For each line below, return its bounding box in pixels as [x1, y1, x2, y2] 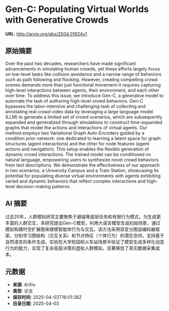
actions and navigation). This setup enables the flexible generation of [5, 146, 149, 152]
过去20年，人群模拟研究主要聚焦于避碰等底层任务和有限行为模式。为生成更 [5, 213, 161, 219]
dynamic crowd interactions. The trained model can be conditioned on [5, 151, 151, 157]
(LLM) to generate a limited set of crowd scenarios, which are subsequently [5, 114, 162, 120]
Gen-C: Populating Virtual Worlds [5, 4, 149, 15]
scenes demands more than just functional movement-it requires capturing [5, 82, 161, 88]
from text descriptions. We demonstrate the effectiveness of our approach [5, 162, 160, 168]
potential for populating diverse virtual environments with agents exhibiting [5, 173, 161, 179]
